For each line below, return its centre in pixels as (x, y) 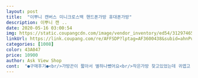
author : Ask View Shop (34, 60)
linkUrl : (17, 39)
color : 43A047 (24, 50)
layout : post (22, 11)
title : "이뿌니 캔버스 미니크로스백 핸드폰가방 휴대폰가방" (69, 17)
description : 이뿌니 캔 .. (37, 22)
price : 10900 (22, 55)
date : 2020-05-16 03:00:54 (39, 28)
